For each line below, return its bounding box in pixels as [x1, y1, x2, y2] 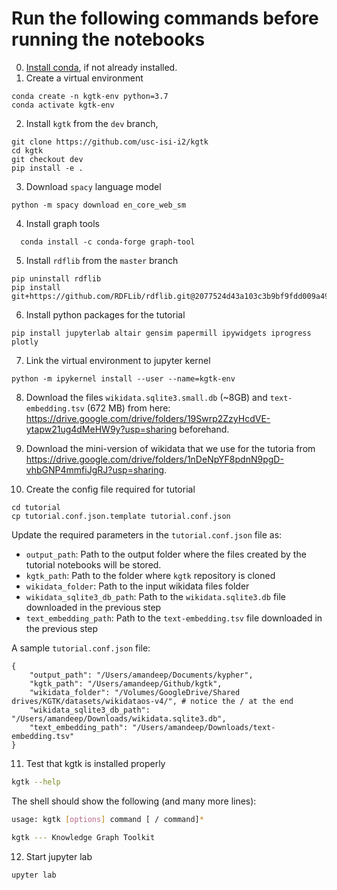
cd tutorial [11, 502, 61, 512]
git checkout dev [11, 154, 84, 164]
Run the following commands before [11, 7, 319, 30]
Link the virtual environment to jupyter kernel [25, 354, 211, 366]
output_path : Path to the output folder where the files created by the [25, 548, 307, 560]
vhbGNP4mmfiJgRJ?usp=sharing [25, 463, 165, 476]
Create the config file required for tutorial [25, 483, 196, 495]
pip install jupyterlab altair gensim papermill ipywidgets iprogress [11, 328, 312, 338]
